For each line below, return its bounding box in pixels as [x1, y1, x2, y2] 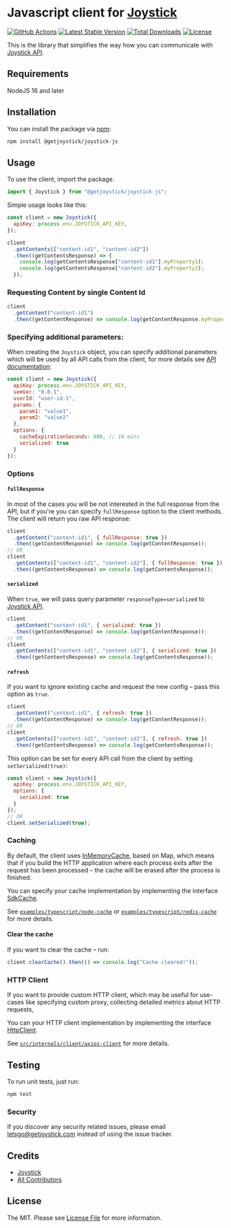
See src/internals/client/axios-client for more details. [7, 1040, 170, 1048]
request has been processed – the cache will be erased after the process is [7, 866, 221, 874]
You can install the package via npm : [7, 124, 111, 133]
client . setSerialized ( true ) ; [7, 820, 91, 826]
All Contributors [16, 1175, 62, 1183]
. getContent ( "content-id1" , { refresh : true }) [13, 710, 153, 716]
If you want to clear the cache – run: [7, 945, 109, 954]
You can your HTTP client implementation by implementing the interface [7, 1019, 212, 1027]
